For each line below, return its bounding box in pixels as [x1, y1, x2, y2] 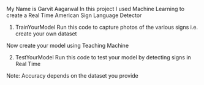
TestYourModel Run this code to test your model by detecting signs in [15, 54, 191, 61]
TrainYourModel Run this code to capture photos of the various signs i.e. [15, 24, 198, 31]
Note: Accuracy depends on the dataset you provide [6, 72, 139, 79]
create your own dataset [15, 30, 77, 37]
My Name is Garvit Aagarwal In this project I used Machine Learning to [6, 6, 185, 12]
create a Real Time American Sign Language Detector [6, 12, 142, 19]
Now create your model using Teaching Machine [6, 42, 129, 49]
